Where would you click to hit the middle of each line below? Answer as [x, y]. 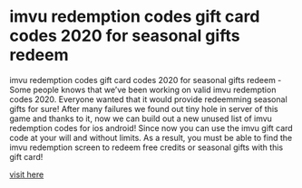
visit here [27, 174]
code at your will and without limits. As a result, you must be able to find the [151, 137]
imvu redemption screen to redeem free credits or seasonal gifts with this [146, 147]
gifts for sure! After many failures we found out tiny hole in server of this [144, 108]
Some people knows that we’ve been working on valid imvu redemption [143, 89]
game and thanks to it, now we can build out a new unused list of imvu [141, 118]
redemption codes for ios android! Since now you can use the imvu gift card [151, 127]
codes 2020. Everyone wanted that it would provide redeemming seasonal [148, 99]
